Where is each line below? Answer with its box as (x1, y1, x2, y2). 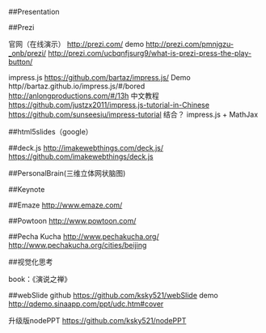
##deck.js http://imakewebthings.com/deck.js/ (8, 143, 164, 152)
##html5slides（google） (8, 127, 93, 136)
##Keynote (8, 185, 45, 194)
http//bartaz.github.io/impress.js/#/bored (8, 81, 146, 91)
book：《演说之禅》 (8, 275, 72, 284)
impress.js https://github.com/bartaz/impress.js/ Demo (8, 73, 192, 82)
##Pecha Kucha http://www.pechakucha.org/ (8, 232, 159, 241)
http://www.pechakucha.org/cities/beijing (8, 241, 147, 250)
